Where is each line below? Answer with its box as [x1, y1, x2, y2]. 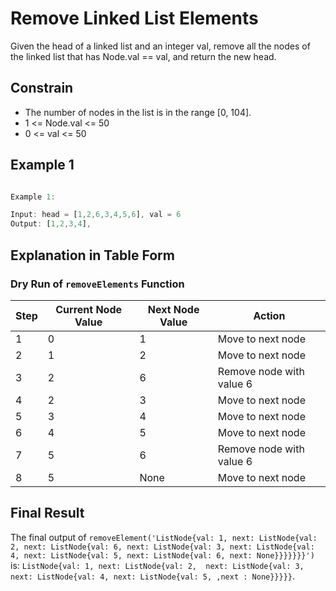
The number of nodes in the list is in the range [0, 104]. [24, 106, 252, 118]
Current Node [55, 302, 123, 316]
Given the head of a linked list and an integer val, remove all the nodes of [10, 40, 311, 52]
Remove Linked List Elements [10, 7, 259, 30]
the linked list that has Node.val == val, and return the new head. [10, 50, 277, 62]
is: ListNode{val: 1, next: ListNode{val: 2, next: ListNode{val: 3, [10, 559, 305, 571]
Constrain [10, 80, 74, 97]
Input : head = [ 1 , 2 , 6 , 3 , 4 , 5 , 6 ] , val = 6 [10, 210, 182, 220]
